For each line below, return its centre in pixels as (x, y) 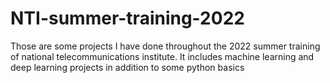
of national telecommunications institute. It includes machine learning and (162, 56)
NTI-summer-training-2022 (127, 18)
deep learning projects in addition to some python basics (127, 67)
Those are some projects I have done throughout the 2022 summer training (165, 46)
